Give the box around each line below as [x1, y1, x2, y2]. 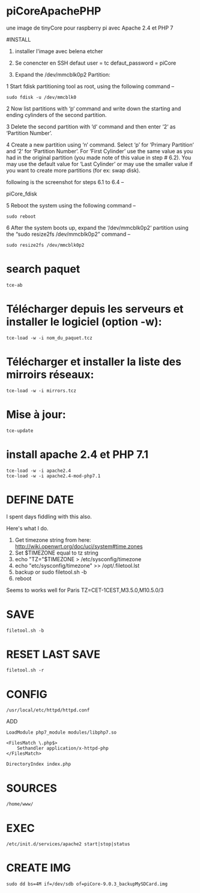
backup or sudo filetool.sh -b [14, 568, 87, 576]
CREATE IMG [6, 861, 71, 875]
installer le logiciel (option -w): [6, 315, 162, 329]
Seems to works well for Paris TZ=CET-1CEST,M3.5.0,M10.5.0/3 [6, 586, 164, 594]
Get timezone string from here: [14, 536, 91, 544]
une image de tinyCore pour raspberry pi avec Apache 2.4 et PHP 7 [6, 24, 174, 31]
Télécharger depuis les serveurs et [6, 302, 184, 316]
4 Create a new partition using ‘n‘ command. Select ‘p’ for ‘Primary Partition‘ [6, 141, 194, 148]
